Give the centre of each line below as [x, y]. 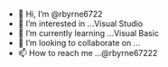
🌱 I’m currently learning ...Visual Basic [89, 33]
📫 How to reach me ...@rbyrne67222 [88, 53]
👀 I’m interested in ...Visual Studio [80, 24]
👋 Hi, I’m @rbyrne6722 [60, 14]
